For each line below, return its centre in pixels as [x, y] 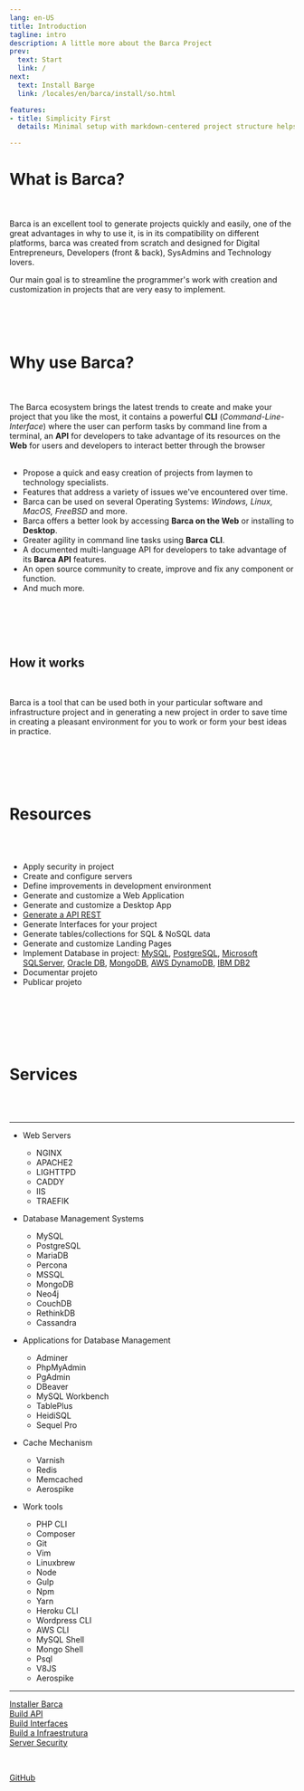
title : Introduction [48, 26]
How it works [47, 663]
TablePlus [54, 1405]
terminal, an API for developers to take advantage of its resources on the [145, 436]
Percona [52, 1265]
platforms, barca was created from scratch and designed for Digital [135, 243]
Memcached [59, 1479]
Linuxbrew [56, 1562]
